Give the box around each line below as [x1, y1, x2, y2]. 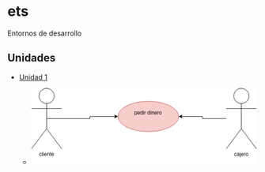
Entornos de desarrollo [7, 28, 82, 38]
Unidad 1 [18, 72, 48, 81]
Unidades [7, 51, 56, 65]
